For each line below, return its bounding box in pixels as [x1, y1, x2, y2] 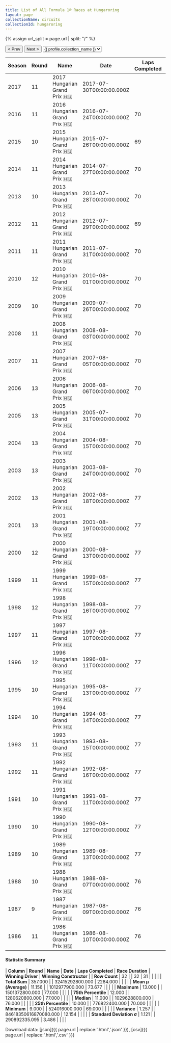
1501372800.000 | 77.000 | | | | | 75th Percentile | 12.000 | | [5, 989, 130, 996]
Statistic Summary [5, 956, 46, 962]
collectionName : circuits [5, 17, 60, 22]
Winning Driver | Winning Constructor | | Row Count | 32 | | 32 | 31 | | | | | [5, 973, 162, 979]
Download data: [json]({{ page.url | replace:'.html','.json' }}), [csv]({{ [5, 1027, 148, 1033]
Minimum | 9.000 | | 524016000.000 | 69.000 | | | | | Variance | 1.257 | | [5, 1006, 156, 1012]
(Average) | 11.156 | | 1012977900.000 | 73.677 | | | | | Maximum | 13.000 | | [5, 984, 162, 990]
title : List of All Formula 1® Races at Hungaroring [5, 7, 120, 13]
